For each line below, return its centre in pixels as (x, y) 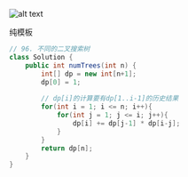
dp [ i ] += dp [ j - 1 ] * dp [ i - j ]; (126, 123)
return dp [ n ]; (67, 148)
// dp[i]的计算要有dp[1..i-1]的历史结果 (110, 99)
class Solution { (41, 57)
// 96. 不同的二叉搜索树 (50, 49)
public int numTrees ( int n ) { (81, 65)
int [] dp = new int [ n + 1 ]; (89, 74)
